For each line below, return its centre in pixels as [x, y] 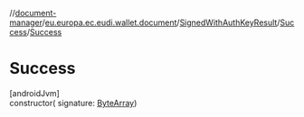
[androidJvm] [35, 93]
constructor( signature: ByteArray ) [73, 103]
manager [26, 22]
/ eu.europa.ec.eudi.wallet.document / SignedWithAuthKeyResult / [161, 22]
